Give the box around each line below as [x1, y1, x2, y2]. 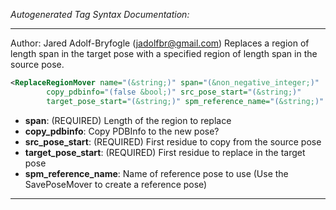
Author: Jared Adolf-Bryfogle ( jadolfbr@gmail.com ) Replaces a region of [10, 37, 310, 49]
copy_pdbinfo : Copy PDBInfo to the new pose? [24, 125, 220, 137]
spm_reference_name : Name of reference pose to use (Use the [24, 167, 289, 179]
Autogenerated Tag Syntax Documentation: [10, 9, 190, 20]
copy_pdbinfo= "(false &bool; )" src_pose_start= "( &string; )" [46, 87, 302, 97]
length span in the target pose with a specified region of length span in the [10, 48, 318, 59]
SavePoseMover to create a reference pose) [24, 178, 208, 190]
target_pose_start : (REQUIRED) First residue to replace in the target [24, 146, 306, 158]
